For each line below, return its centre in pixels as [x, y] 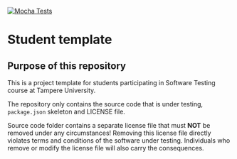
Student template [60, 40]
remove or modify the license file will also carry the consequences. [106, 148]
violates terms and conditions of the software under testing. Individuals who [119, 141]
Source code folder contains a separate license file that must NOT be [109, 125]
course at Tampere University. [52, 90]
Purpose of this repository [67, 66]
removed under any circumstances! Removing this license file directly [109, 133]
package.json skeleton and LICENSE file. [67, 111]
